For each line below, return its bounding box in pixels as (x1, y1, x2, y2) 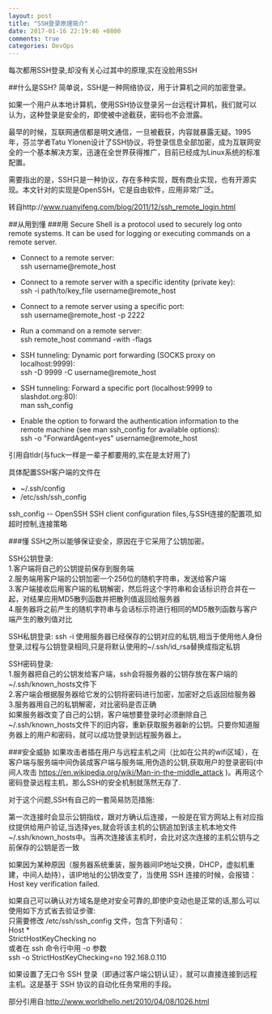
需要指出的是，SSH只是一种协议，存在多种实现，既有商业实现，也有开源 (8, 175, 250, 185)
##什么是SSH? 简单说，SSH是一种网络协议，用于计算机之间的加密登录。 (8, 83, 251, 92)
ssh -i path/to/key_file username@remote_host (19, 286, 176, 296)
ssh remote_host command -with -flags (19, 334, 152, 345)
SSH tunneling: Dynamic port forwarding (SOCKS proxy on (19, 350, 216, 360)
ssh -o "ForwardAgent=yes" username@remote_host (19, 433, 198, 443)
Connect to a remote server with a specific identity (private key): (19, 277, 236, 287)
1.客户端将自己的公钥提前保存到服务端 (8, 564, 134, 574)
